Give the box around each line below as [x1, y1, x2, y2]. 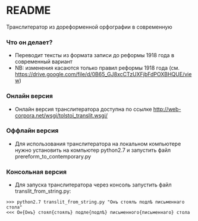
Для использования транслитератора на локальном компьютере [14, 140, 181, 147]
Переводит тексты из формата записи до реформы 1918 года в [14, 52, 174, 59]
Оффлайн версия [6, 126, 59, 135]
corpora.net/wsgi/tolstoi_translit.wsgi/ [14, 111, 108, 119]
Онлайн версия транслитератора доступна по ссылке [14, 105, 152, 113]
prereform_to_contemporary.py [14, 152, 91, 160]
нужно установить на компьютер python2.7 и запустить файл [14, 147, 171, 154]
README [6, 4, 51, 17]
